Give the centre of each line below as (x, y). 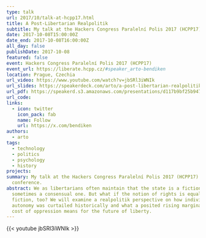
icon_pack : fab (37, 114)
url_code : (19, 97)
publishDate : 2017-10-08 (38, 52)
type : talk (20, 12)
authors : (17, 132)
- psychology (29, 160)
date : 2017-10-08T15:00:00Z (42, 35)
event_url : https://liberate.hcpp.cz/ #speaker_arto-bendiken (86, 69)
